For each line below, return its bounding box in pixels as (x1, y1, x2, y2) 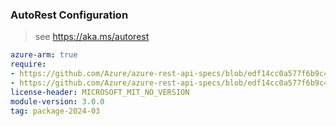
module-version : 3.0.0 (10, 96, 105, 107)
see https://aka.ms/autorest (34, 31, 150, 43)
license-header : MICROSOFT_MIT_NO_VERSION (10, 87, 190, 97)
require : (10, 59, 47, 70)
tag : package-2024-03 (10, 106, 101, 116)
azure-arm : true (10, 50, 78, 60)
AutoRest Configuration (10, 8, 129, 22)
